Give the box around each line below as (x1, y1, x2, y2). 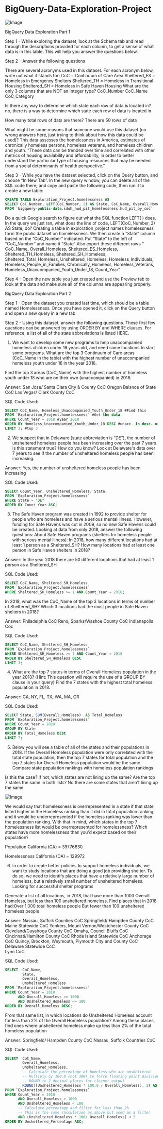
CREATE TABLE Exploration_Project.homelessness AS (5, 197, 110, 202)
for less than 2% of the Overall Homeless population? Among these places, (5, 1017, 155, 1023)
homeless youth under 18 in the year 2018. (12, 360, 97, 366)
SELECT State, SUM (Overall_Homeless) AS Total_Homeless (5, 713, 123, 718)
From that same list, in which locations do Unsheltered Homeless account (5, 1012, 152, 1018)
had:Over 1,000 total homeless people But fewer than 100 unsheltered (5, 903, 145, 909)
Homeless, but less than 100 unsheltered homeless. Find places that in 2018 (5, 898, 157, 904)
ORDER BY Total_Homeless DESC (5, 731, 66, 736)
